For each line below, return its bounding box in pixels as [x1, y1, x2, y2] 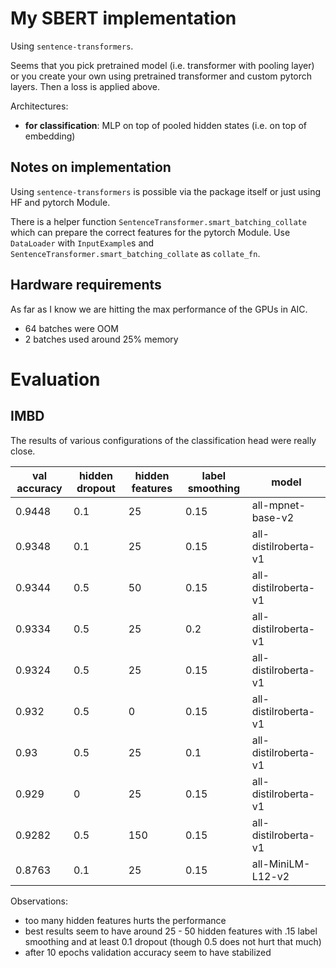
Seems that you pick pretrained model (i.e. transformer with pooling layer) [10, 59, 315, 71]
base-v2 [251, 510, 295, 524]
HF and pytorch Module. [10, 196, 111, 208]
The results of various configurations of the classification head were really [10, 434, 317, 446]
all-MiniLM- [251, 857, 311, 871]
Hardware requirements [10, 277, 162, 294]
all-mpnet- [251, 498, 306, 512]
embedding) [24, 130, 76, 142]
